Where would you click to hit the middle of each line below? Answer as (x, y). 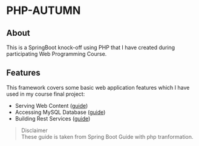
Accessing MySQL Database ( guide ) (60, 112)
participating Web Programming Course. (57, 54)
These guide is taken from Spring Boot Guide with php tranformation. (107, 136)
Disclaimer (34, 130)
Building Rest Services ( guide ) (53, 118)
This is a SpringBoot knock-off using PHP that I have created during (91, 47)
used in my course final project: (46, 94)
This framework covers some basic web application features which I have (98, 87)
